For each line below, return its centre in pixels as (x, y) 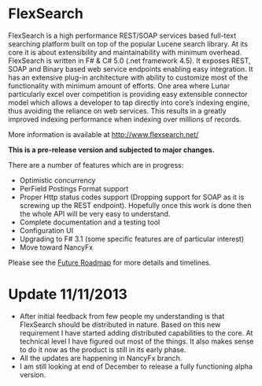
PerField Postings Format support (74, 188)
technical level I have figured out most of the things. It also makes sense (137, 341)
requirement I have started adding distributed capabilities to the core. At (136, 332)
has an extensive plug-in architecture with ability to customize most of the (128, 77)
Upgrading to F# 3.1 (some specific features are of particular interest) (132, 239)
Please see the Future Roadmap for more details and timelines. (110, 262)
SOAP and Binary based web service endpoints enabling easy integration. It (131, 69)
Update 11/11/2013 (68, 294)
